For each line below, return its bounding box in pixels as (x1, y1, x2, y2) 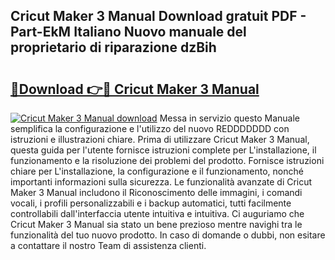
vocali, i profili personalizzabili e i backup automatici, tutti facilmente (10, 197, 292, 209)
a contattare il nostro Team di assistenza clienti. (10, 240, 207, 251)
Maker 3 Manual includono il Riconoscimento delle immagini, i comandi (10, 187, 303, 198)
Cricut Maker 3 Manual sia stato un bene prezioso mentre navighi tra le (10, 219, 303, 230)
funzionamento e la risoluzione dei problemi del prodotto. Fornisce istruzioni (10, 155, 325, 166)
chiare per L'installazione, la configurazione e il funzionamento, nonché (10, 165, 304, 177)
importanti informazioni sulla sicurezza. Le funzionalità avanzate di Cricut (10, 176, 313, 188)
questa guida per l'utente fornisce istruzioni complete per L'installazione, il (10, 144, 317, 156)
